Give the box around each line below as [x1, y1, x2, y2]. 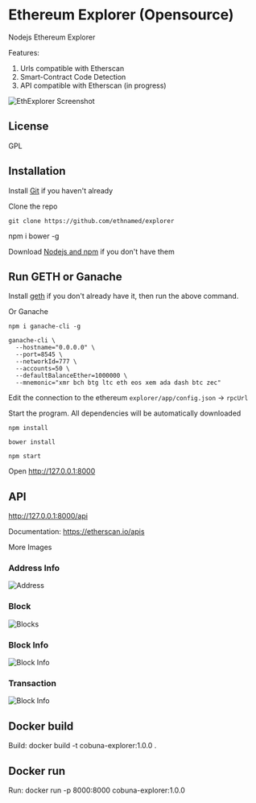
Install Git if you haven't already [8, 185, 114, 195]
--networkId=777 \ [15, 358, 78, 366]
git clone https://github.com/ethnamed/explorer [8, 217, 175, 225]
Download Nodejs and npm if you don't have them [8, 246, 175, 256]
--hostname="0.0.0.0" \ [15, 344, 95, 352]
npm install [8, 424, 48, 433]
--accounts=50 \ [15, 365, 70, 373]
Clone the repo [8, 201, 58, 211]
